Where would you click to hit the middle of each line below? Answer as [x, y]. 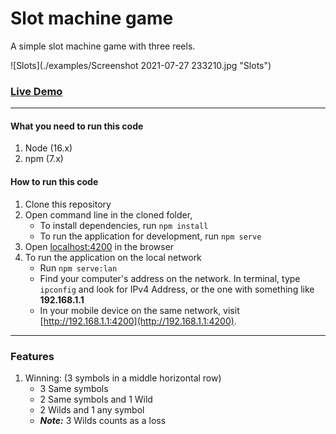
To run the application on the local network [113, 257]
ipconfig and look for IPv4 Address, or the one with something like [177, 289]
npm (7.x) [44, 159]
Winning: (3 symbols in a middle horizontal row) [123, 378]
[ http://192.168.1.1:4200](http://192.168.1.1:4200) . [138, 321]
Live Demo [36, 91]
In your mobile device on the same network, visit [139, 310]
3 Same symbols [74, 388]
